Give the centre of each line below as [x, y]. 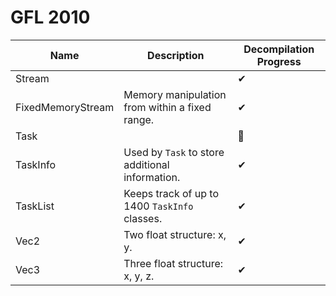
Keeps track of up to [171, 193]
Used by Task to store [174, 152]
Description [176, 55]
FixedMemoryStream [65, 107]
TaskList [35, 206]
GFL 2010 [50, 17]
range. [139, 119]
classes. [143, 218]
